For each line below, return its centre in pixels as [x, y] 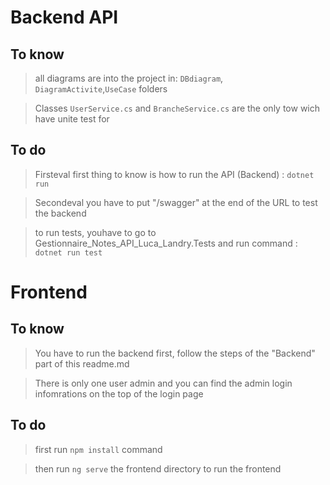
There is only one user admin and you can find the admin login [163, 383]
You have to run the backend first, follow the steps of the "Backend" [175, 353]
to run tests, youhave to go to [95, 232]
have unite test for [72, 119]
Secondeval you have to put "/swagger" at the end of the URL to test [176, 202]
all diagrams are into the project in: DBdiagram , [129, 78]
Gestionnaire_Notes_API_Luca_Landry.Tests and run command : [166, 243]
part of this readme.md [82, 363]
